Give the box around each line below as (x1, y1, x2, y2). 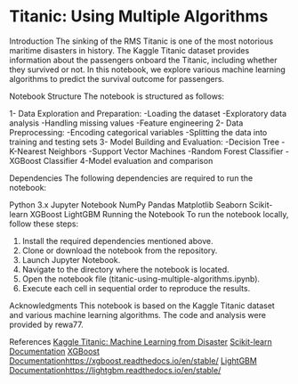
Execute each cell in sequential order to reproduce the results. (21, 282, 251, 293)
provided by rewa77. (9, 319, 85, 330)
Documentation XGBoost (9, 346, 100, 356)
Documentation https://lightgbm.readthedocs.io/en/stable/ (9, 364, 221, 375)
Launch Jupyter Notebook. (21, 254, 121, 265)
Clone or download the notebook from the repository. (21, 245, 218, 256)
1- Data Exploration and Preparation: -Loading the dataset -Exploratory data (9, 108, 287, 118)
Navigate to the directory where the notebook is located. (21, 264, 230, 274)
